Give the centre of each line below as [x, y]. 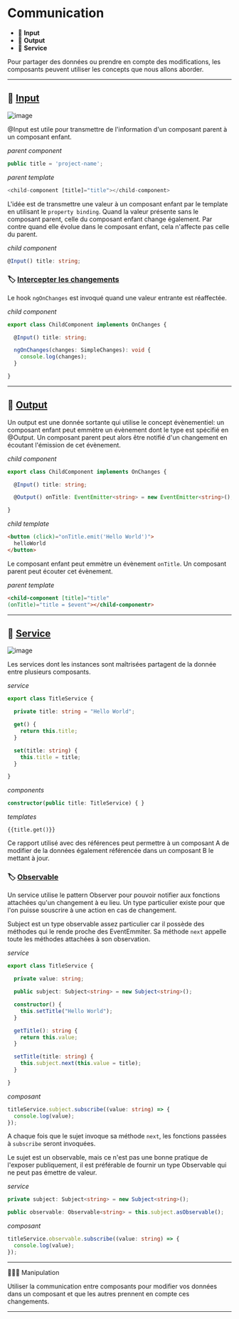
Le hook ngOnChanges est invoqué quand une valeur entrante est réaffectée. [117, 297]
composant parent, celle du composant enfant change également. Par [110, 219]
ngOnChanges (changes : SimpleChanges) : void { [83, 350]
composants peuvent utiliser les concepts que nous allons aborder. [106, 69]
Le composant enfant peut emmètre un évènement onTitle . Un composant [117, 563]
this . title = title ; [51, 757]
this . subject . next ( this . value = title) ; [81, 1064]
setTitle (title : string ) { [54, 1057]
